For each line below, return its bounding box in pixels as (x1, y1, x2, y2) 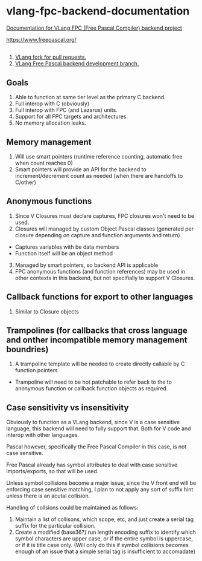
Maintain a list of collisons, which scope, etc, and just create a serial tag (14, 516, 194, 523)
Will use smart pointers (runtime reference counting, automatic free (14, 153, 183, 160)
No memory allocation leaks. (14, 119, 86, 126)
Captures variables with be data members (14, 243, 119, 251)
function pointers (14, 367, 58, 374)
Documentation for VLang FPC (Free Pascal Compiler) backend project (6, 24, 183, 31)
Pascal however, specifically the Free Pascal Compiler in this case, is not (6, 443, 187, 450)
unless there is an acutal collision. (6, 492, 90, 500)
